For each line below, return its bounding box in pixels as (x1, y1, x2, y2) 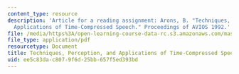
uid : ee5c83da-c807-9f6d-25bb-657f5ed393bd (7, 56, 139, 63)
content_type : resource (7, 10, 78, 18)
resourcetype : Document (7, 43, 78, 50)
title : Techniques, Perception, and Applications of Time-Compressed (7, 50, 218, 57)
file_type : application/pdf (7, 37, 91, 44)
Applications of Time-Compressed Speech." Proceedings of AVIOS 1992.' (14, 23, 231, 30)
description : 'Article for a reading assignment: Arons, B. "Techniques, (7, 17, 231, 24)
